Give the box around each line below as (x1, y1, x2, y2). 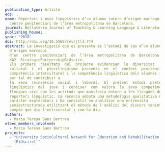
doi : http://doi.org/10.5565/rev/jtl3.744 (5, 39, 93, 44)
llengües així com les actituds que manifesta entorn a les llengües (9, 89, 155, 94)
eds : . (5, 12, 19, 17)
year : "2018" (5, 35, 32, 40)
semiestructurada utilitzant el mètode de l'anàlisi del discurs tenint (9, 103, 162, 108)
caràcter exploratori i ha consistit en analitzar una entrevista (9, 99, 148, 103)
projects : (5, 130, 26, 135)
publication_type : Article (5, 7, 60, 12)
